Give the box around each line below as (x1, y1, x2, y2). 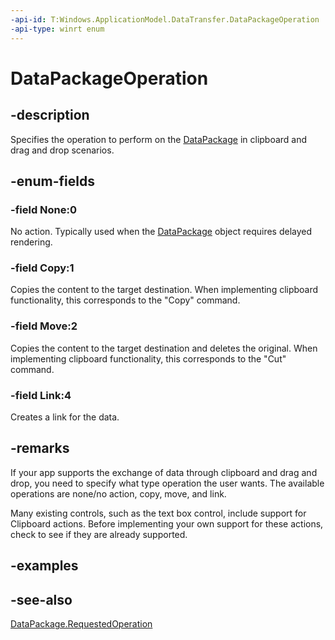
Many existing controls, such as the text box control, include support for (10, 507, 307, 519)
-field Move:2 (10, 319, 78, 333)
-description (10, 107, 90, 124)
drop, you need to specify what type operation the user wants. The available (10, 477, 325, 489)
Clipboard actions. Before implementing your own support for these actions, (10, 517, 324, 530)
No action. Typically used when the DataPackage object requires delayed (10, 226, 313, 238)
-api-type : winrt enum (10, 24, 105, 34)
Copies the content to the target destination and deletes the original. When (10, 342, 318, 354)
